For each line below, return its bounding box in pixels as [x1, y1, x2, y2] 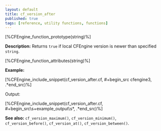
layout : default [5, 7, 38, 12]
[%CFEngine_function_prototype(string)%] [5, 34, 91, 40]
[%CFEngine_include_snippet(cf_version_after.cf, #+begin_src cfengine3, [5, 77, 152, 82]
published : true [5, 16, 38, 21]
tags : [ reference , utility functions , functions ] [5, 20, 108, 26]
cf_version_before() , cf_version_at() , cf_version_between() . [5, 120, 129, 126]
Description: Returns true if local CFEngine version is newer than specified [5, 43, 157, 49]
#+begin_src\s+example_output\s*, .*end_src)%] [5, 106, 103, 112]
